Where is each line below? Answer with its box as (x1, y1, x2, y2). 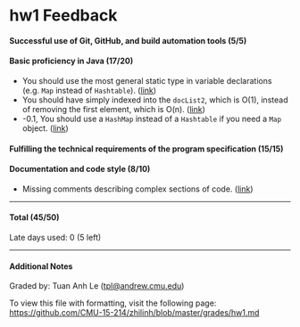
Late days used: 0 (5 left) (9, 232, 102, 242)
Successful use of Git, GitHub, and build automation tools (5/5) (9, 35, 247, 45)
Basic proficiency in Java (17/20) (9, 55, 134, 67)
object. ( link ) (21, 122, 69, 134)
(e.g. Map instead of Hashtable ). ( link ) (21, 85, 157, 95)
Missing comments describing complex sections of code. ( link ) (21, 184, 254, 194)
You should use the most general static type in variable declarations (21, 75, 272, 86)
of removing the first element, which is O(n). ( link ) (21, 103, 205, 114)
